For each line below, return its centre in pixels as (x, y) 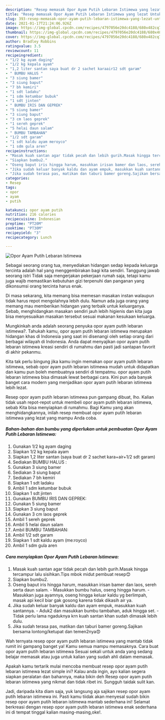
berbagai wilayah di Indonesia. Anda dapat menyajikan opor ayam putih (78, 341)
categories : (18, 179)
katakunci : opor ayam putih (34, 210)
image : (12, 28)
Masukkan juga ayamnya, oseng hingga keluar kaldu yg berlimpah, (80, 595)
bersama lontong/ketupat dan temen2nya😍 (57, 632)
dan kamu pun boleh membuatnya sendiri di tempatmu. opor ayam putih (78, 372)
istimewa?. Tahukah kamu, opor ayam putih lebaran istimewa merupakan (79, 331)
